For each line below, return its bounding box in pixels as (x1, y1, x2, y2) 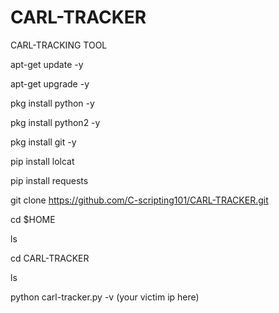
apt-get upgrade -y (10, 77, 90, 90)
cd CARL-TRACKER (10, 252, 90, 264)
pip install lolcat (10, 155, 75, 167)
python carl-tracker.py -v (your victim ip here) (10, 291, 200, 303)
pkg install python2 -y (10, 116, 101, 128)
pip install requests (10, 174, 89, 186)
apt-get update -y (10, 58, 84, 70)
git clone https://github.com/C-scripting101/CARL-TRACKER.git (10, 194, 269, 206)
